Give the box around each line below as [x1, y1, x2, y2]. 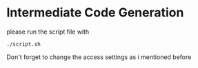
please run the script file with [6, 27, 90, 36]
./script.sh [6, 41, 41, 47]
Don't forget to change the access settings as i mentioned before [6, 53, 192, 61]
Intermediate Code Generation [6, 5, 184, 21]
